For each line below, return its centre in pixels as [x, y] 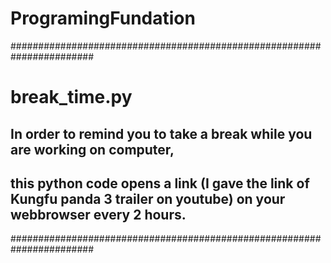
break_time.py [71, 97]
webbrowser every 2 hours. [98, 214]
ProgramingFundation [103, 18]
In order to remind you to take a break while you [161, 133]
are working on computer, [92, 149]
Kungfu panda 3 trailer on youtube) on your [148, 198]
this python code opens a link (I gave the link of [160, 183]
